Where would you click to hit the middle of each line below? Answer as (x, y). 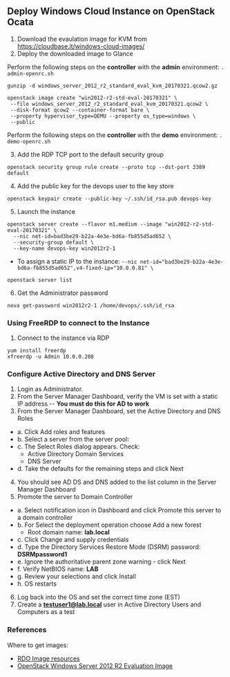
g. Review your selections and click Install (76, 577)
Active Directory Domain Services (76, 454)
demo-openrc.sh (29, 141)
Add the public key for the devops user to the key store (95, 186)
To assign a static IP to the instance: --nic (77, 261)
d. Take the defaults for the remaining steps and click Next (100, 469)
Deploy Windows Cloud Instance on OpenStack (111, 11)
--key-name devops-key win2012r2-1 (65, 249)
